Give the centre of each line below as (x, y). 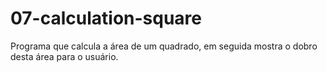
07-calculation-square (106, 18)
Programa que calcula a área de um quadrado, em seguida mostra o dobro (164, 46)
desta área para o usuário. (64, 56)
